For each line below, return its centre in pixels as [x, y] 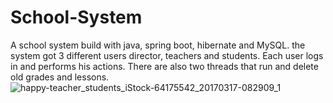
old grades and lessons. [60, 77]
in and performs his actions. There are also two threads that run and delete [164, 66]
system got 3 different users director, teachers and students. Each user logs [167, 55]
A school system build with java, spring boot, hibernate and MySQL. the [158, 45]
